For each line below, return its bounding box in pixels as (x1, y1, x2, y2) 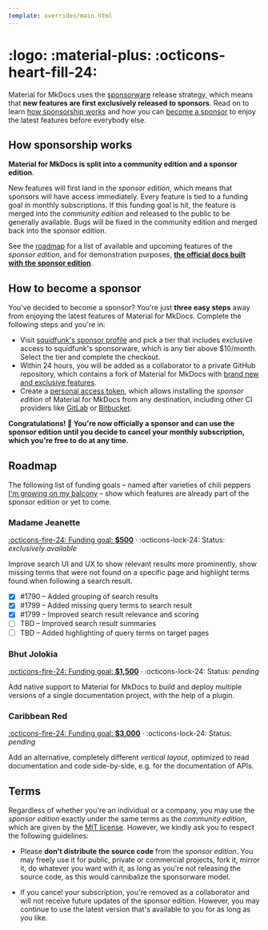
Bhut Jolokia (8, 649, 58, 660)
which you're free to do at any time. (8, 436, 130, 445)
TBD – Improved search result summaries (19, 619, 157, 629)
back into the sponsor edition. (8, 226, 106, 236)
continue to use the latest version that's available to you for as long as (19, 904, 250, 914)
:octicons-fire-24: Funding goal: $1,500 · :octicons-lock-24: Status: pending (8, 666, 260, 676)
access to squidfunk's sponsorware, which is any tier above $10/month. (19, 344, 258, 353)
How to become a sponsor (8, 281, 142, 295)
